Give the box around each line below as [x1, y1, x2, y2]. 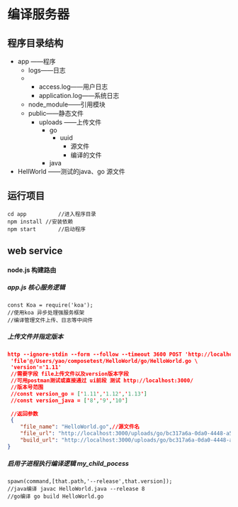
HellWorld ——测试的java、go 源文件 [17, 168, 125, 175]
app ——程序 [17, 58, 56, 65]
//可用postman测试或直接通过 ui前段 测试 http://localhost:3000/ [10, 377, 193, 384]
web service [7, 245, 63, 257]
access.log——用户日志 [38, 82, 108, 91]
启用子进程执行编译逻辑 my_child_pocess [7, 459, 130, 468]
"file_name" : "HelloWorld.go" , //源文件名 [20, 423, 140, 430]
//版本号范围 [10, 384, 44, 391]
